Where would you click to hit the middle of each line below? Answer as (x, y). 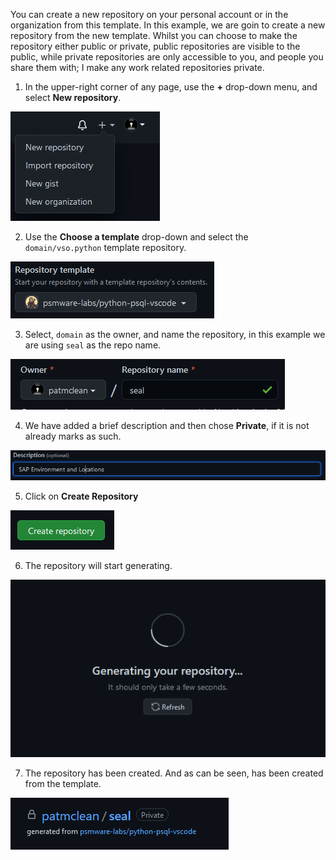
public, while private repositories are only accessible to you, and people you (167, 57)
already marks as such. (73, 436)
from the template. (63, 784)
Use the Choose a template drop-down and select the (136, 237)
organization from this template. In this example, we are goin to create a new (168, 25)
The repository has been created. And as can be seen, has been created (174, 773)
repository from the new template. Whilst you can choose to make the (154, 35)
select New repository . (73, 97)
